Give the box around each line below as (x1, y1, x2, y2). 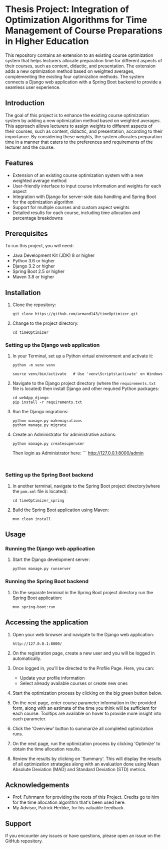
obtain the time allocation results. (12, 745, 81, 752)
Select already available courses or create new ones (19, 680, 128, 686)
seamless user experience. (5, 84, 61, 90)
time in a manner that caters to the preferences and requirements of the (5, 139, 153, 145)
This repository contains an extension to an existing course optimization (5, 52, 153, 58)
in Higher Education (5, 36, 89, 47)
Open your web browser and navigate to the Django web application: (12, 631, 154, 637)
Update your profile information (19, 675, 85, 681)
